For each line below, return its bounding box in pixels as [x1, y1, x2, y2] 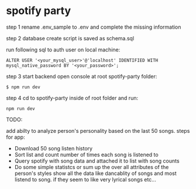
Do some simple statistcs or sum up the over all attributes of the [14, 163, 169, 170]
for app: [6, 133, 25, 140]
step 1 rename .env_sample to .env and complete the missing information [6, 23, 181, 30]
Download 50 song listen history [14, 145, 92, 152]
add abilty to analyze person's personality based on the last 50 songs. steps [6, 127, 190, 134]
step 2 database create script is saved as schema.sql [6, 35, 135, 42]
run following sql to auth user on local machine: [6, 46, 121, 53]
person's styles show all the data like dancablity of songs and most [14, 170, 177, 177]
